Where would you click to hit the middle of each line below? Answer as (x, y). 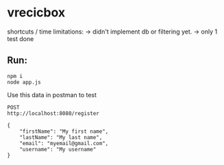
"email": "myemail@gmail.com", (64, 143)
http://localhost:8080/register (53, 113)
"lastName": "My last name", (61, 137)
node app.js (24, 82)
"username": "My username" (58, 149)
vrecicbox (36, 13)
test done (21, 38)
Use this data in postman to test (52, 94)
